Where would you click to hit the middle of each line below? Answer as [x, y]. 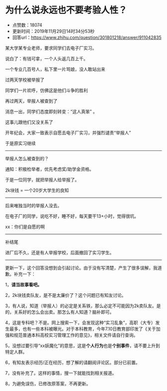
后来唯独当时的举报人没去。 [34, 205]
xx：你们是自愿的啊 [25, 227]
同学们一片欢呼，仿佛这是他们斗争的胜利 [46, 90]
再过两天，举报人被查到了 [31, 101]
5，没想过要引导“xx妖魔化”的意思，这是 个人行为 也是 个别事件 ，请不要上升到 [83, 345]
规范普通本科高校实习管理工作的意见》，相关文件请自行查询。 [76, 335]
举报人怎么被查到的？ [27, 158]
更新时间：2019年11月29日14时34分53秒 [53, 31]
